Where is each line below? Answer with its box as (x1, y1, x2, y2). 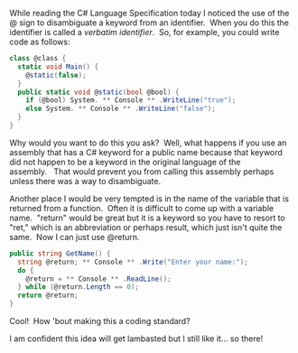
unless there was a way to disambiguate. (9, 175, 161, 186)
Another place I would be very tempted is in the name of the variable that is (9, 193, 289, 204)
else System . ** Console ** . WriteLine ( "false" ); (25, 104, 217, 114)
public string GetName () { (9, 248, 111, 258)
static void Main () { (17, 62, 99, 71)
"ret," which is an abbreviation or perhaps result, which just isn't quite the (9, 221, 283, 233)
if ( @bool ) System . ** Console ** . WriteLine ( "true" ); (25, 96, 237, 105)
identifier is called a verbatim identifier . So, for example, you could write (9, 27, 280, 37)
